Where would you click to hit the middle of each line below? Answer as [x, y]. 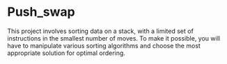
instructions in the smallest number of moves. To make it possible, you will [114, 38]
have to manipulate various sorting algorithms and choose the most [104, 45]
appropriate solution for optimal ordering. [66, 53]
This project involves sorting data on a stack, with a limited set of [100, 31]
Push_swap [41, 12]
